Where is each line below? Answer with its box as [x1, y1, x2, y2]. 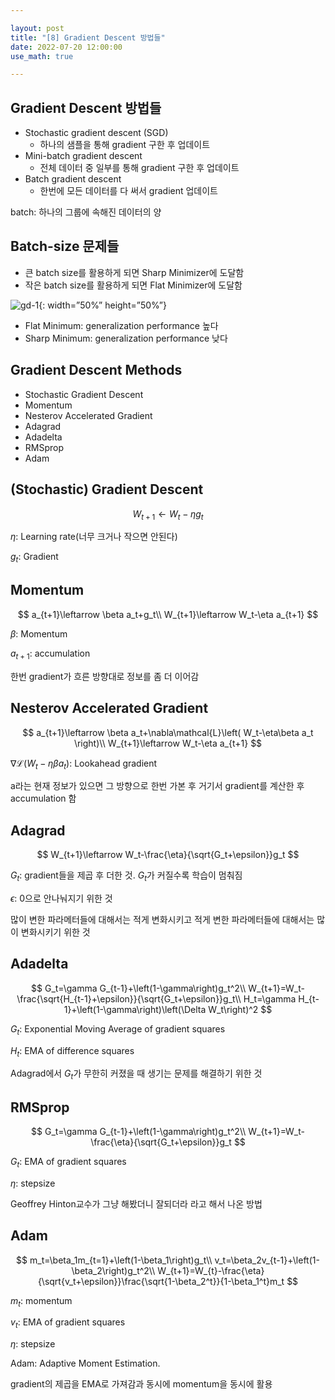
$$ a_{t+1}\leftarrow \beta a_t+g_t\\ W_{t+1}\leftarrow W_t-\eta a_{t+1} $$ [17, 608, 319, 620]
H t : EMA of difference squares [10, 1044, 135, 1059]
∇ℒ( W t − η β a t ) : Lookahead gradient [10, 757, 158, 771]
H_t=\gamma [243, 992, 297, 1005]
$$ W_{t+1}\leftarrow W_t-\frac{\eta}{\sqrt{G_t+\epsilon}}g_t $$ [36, 849, 300, 861]
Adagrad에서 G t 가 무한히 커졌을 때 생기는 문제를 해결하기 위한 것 [10, 1067, 263, 1082]
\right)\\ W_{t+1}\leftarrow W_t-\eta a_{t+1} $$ [73, 737, 263, 749]
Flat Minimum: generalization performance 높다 [24, 319, 219, 331]
